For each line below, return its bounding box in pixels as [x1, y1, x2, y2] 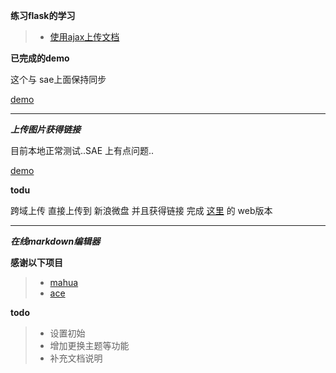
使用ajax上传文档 [49, 31, 120, 43]
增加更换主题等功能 [49, 340, 130, 351]
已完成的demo [10, 52, 70, 64]
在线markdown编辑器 [10, 235, 101, 247]
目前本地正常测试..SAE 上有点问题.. [10, 145, 155, 156]
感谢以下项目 [10, 257, 63, 268]
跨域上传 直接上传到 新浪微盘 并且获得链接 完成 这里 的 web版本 [10, 205, 273, 216]
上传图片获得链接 [10, 124, 81, 135]
